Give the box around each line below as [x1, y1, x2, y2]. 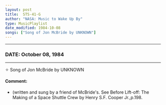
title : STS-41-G [5, 12, 41, 17]
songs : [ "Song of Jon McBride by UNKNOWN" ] [5, 30, 96, 35]
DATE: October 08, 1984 [5, 51, 64, 58]
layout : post [5, 7, 32, 12]
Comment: [5, 78, 28, 84]
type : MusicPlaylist [5, 21, 48, 26]
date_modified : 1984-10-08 [5, 26, 61, 31]
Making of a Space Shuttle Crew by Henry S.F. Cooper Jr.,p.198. [12, 94, 143, 100]
